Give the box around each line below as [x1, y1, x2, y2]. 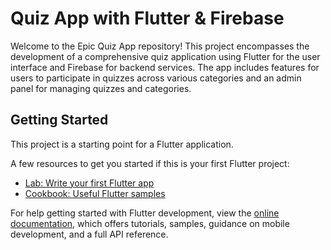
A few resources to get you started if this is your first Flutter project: [10, 157, 290, 169]
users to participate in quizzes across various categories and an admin [10, 72, 302, 84]
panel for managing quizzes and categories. [10, 82, 192, 94]
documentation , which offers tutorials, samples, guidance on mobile [10, 217, 290, 229]
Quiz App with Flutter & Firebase [10, 7, 285, 30]
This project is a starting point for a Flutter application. [10, 138, 234, 150]
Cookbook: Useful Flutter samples [24, 187, 166, 199]
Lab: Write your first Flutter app [24, 177, 155, 189]
